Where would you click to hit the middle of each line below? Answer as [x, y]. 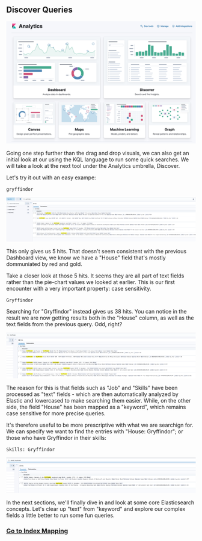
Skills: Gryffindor [31, 450]
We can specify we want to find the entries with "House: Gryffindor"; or [95, 431]
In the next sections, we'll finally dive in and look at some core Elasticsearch [100, 502]
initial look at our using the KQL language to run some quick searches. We [98, 159]
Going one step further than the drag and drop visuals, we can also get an [98, 153]
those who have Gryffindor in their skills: [56, 437]
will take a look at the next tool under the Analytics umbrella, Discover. [93, 165]
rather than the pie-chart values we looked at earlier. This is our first [91, 282]
